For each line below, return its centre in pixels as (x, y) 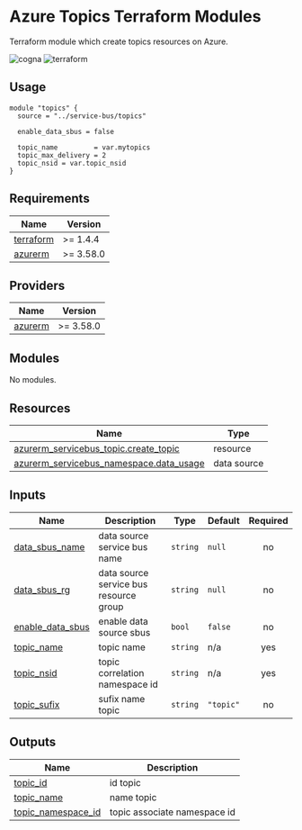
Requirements (49, 198)
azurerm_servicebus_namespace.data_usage (109, 463)
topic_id (31, 782)
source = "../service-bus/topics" (82, 116)
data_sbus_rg (42, 590)
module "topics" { (44, 108)
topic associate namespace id (173, 812)
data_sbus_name (49, 546)
